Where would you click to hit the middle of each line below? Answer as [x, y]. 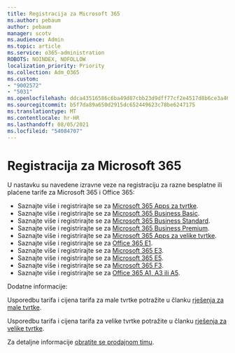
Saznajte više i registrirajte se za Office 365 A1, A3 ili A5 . [99, 273]
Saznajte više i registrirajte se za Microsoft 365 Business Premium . [113, 228]
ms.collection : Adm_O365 [43, 72]
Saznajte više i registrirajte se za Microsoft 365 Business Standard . [114, 221]
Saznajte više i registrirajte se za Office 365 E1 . [85, 243]
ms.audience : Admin [36, 40]
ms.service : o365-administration [56, 53]
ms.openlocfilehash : [37, 99]
